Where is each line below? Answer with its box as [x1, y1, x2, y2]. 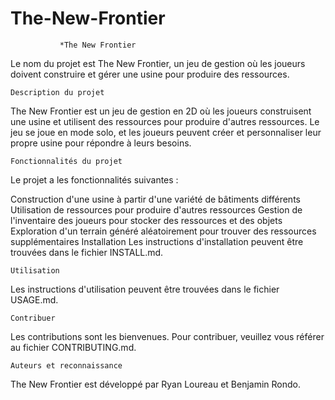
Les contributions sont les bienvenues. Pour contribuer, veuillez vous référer [10, 330, 325, 342]
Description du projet [10, 87, 105, 97]
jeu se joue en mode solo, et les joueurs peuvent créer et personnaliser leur [10, 126, 322, 138]
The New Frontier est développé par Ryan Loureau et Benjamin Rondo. [10, 378, 302, 390]
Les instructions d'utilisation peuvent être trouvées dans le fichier [10, 283, 280, 295]
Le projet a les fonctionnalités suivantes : [10, 173, 179, 186]
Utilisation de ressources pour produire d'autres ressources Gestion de [10, 203, 303, 216]
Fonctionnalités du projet [10, 156, 123, 166]
